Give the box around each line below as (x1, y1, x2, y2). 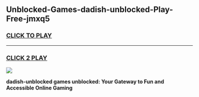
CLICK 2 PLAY (6, 53, 47, 62)
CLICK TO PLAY (6, 32, 52, 40)
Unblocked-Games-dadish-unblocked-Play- (6, 5, 174, 15)
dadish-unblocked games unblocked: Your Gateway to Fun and (6, 78, 165, 85)
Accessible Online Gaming (6, 84, 73, 91)
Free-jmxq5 (6, 14, 50, 24)
